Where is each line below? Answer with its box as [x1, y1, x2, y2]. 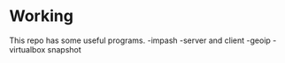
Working [9, 6, 73, 26]
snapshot [47, 44, 81, 54]
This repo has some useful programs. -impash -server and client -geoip [9, 35, 272, 45]
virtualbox [9, 44, 46, 54]
